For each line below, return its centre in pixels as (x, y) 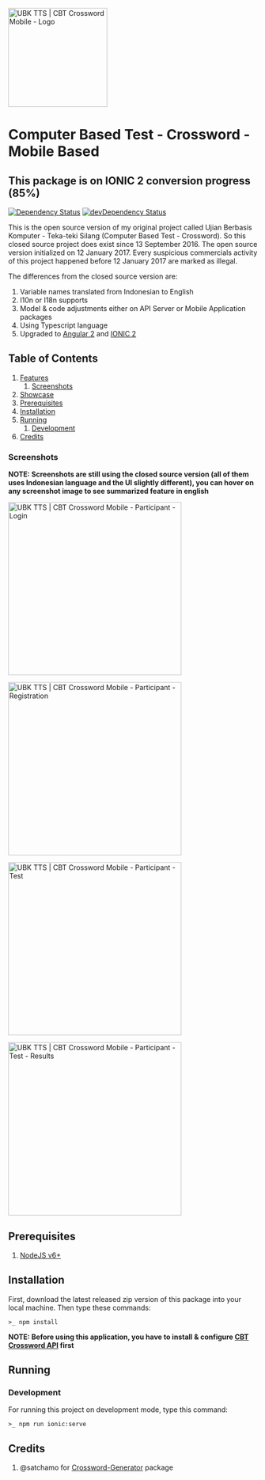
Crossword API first (41, 1345)
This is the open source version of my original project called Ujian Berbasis (131, 227)
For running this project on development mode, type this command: (118, 1410)
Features (34, 378)
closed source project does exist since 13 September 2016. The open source (133, 244)
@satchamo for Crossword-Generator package (97, 1467)
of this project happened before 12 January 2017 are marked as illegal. (123, 261)
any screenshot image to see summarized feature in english (109, 491)
